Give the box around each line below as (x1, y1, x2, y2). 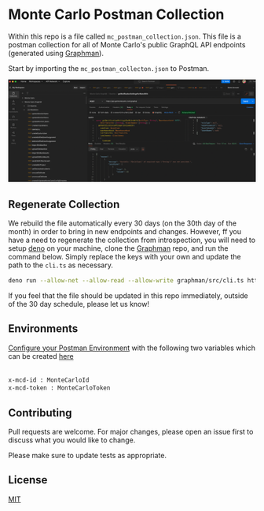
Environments (8, 322, 79, 336)
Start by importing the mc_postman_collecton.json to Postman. (8, 63, 210, 73)
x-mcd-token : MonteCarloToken (8, 384, 111, 392)
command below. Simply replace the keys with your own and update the (8, 252, 241, 261)
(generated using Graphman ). (8, 48, 104, 58)
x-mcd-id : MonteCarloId (8, 376, 90, 384)
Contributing (8, 406, 72, 420)
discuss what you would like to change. (8, 435, 136, 445)
